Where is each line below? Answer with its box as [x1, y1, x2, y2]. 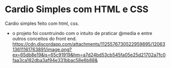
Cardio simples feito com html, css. [5, 20, 79, 26]
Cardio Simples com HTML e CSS [5, 4, 149, 15]
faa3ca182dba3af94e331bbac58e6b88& [12, 57, 98, 63]
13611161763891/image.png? [12, 46, 72, 52]
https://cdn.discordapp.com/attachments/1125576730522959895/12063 [12, 41, 165, 47]
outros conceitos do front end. [12, 36, 77, 42]
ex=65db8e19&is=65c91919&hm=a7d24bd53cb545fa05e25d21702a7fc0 [12, 52, 166, 58]
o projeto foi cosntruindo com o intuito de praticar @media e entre [12, 30, 153, 36]
